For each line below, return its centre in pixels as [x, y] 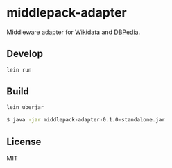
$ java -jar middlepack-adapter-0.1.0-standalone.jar [86, 120]
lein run [19, 70]
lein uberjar [25, 108]
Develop [25, 54]
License [24, 141]
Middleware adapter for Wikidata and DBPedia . [73, 32]
